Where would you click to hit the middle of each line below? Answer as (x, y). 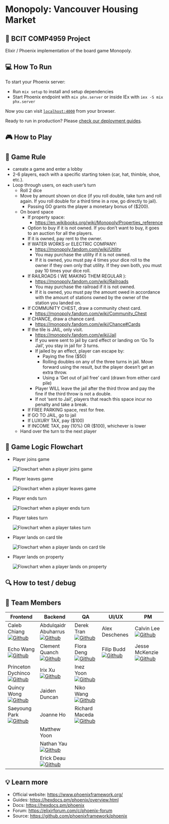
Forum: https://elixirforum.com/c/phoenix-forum (62, 810)
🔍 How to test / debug (41, 583)
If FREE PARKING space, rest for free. (66, 410)
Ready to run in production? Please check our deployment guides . (74, 121)
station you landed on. (58, 303)
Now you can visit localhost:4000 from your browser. (60, 111)
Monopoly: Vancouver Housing (72, 9)
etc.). (18, 180)
